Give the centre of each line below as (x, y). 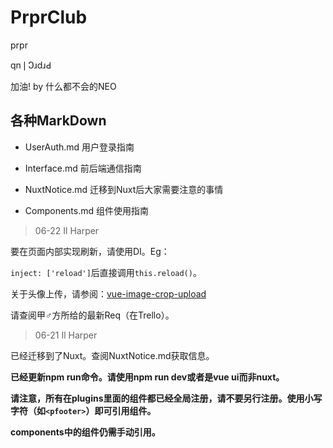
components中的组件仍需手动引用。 (85, 432)
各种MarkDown (58, 121)
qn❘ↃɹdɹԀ (31, 65)
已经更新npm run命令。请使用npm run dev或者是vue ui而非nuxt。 (147, 377)
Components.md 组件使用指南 (86, 210)
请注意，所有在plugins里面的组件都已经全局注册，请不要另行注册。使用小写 (166, 398)
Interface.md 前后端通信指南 (83, 168)
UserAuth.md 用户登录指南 (79, 147)
